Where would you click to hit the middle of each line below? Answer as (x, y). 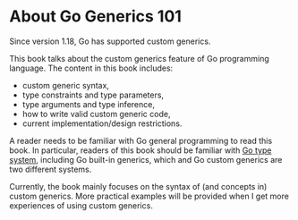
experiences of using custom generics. (81, 205)
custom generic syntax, (66, 85)
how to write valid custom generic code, (96, 114)
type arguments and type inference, (88, 104)
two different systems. (51, 169)
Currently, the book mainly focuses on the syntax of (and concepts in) (138, 186)
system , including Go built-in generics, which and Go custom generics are (146, 159)
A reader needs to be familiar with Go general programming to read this (141, 140)
